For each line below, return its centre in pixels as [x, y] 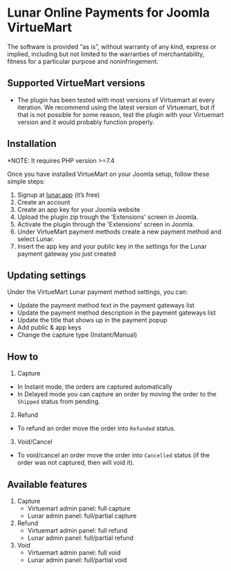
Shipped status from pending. [58, 402]
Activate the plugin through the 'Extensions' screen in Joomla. [106, 224]
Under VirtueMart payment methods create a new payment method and [119, 231]
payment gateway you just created [66, 254]
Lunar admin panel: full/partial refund [80, 538]
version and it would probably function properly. [86, 122]
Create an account [44, 202]
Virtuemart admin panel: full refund [77, 530]
